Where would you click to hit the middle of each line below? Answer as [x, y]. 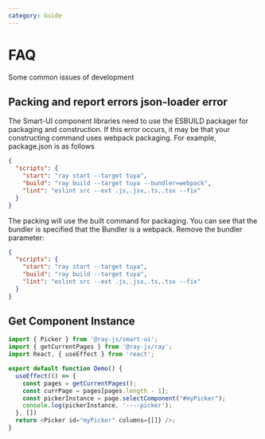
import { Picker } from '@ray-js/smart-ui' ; [83, 340]
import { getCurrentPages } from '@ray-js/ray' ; [90, 347]
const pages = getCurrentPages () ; [80, 383]
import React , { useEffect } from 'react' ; [82, 355]
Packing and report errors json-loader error [118, 101]
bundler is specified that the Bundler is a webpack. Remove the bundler [125, 229]
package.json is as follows [52, 146]
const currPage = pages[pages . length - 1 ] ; [96, 390]
